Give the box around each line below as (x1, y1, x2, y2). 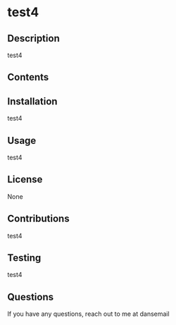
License (7, 173, 43, 185)
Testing (7, 252, 42, 264)
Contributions (7, 213, 70, 225)
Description (7, 32, 60, 44)
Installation (7, 95, 58, 107)
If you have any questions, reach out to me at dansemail (7, 309, 170, 318)
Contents (7, 71, 49, 83)
